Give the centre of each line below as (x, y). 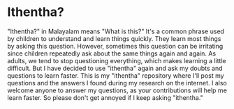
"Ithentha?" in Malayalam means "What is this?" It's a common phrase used (116, 31)
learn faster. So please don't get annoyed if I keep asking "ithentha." (105, 97)
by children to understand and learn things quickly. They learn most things (114, 38)
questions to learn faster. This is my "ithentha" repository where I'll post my (116, 75)
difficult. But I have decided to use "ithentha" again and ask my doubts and (115, 68)
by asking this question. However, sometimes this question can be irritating (115, 46)
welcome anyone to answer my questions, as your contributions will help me (117, 90)
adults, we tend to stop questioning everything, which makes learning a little (117, 60)
